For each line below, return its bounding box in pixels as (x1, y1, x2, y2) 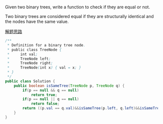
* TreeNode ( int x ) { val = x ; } (7, 65, 81, 70)
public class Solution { (5, 78, 55, 84)
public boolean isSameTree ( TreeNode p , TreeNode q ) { (14, 83, 125, 88)
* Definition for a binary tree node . (7, 43, 86, 47)
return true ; (31, 92, 57, 97)
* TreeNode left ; (7, 56, 51, 61)
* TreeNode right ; (7, 61, 53, 66)
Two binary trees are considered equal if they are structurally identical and (5, 14, 154, 19)
